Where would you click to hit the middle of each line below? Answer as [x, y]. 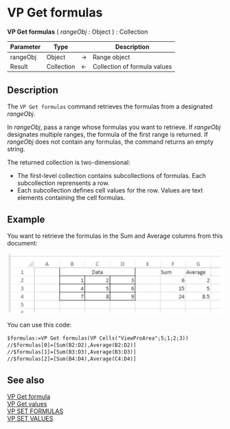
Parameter [25, 47]
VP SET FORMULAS [35, 411]
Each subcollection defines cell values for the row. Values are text [110, 190]
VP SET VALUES [30, 419]
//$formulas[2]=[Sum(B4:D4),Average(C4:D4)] [72, 359]
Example [26, 219]
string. [16, 149]
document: [22, 243]
